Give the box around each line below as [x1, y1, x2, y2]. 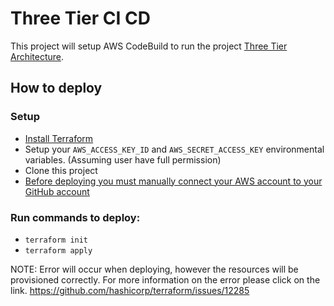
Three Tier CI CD [10, 7, 151, 30]
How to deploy [10, 80, 103, 97]
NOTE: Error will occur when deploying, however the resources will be [10, 263, 299, 275]
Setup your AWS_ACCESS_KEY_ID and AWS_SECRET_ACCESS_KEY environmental [24, 143, 325, 155]
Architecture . [10, 50, 65, 62]
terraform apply [24, 245, 93, 256]
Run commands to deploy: [10, 210, 141, 224]
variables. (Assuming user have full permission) [24, 153, 222, 166]
